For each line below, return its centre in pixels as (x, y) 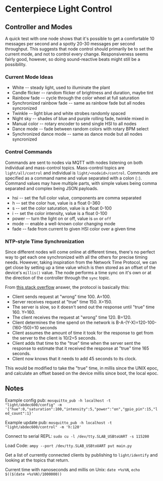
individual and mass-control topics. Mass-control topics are (65, 168)
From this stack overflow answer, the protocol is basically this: (67, 287)
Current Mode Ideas (29, 77)
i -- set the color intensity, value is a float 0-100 (60, 213)
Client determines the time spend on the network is (63, 322)
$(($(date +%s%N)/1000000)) (34, 474)
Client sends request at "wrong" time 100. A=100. (61, 296)
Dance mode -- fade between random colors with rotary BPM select (80, 129)
